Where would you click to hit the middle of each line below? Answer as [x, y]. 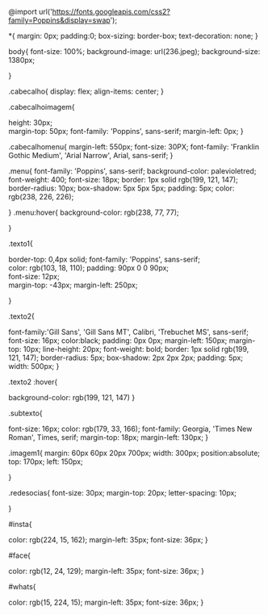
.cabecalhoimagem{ [42, 107]
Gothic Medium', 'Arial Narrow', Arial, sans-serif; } [91, 155]
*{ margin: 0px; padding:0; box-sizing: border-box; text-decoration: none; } [133, 36]
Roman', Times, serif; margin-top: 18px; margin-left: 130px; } [109, 437]
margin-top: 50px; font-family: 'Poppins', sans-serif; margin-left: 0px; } [126, 131]
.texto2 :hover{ [33, 382]
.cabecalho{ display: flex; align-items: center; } [86, 91]
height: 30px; [30, 123]
